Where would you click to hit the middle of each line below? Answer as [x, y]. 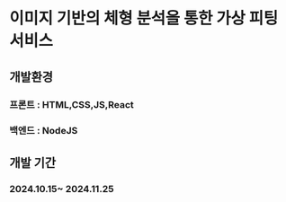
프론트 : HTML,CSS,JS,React [72, 104]
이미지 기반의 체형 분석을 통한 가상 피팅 [144, 18]
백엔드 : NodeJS [44, 131]
